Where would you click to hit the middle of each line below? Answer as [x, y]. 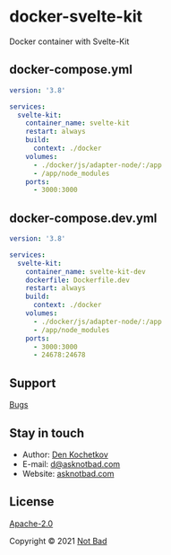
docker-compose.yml [71, 70]
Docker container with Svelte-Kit [69, 41]
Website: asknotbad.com [68, 473]
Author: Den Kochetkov [65, 454]
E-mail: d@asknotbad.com [71, 463]
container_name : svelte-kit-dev [85, 271]
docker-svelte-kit [76, 17]
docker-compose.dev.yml [83, 218]
